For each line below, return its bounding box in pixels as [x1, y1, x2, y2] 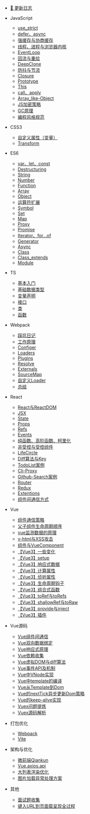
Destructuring [17, 166, 47, 172]
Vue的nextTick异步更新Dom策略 [17, 691, 85, 696]
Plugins [17, 355, 33, 361]
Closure [17, 73, 34, 79]
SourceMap [17, 371, 42, 377]
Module [17, 260, 34, 266]
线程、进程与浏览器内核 [17, 44, 67, 50]
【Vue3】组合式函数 [17, 587, 60, 592]
